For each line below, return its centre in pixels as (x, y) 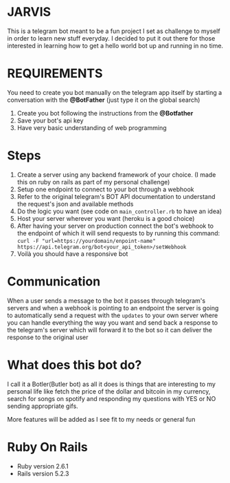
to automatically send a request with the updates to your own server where (113, 315)
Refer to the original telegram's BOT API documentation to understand (116, 196)
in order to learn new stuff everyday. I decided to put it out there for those (111, 38)
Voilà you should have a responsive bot (72, 254)
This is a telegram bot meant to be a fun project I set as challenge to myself (114, 31)
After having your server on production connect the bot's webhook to (115, 226)
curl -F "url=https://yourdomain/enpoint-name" (86, 241)
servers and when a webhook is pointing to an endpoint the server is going (113, 308)
